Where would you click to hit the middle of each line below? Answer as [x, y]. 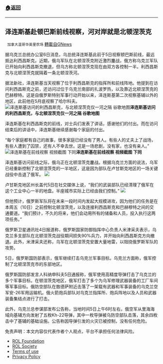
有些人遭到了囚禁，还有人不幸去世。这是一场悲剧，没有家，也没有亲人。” [77, 146]
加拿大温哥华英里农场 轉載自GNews [39, 44]
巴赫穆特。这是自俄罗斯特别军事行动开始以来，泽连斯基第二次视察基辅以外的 [81, 95]
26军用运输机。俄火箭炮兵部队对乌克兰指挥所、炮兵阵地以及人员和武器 [86, 293]
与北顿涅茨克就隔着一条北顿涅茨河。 [45, 73]
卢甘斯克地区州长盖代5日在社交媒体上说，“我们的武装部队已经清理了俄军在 [80, 185]
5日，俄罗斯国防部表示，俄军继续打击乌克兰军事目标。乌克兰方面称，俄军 [79, 258]
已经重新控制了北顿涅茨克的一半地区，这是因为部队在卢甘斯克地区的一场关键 [81, 169]
